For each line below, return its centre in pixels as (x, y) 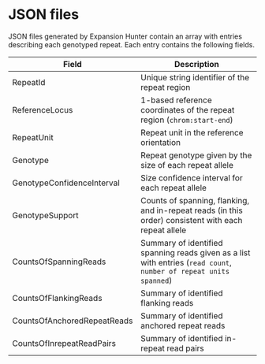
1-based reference (177, 100)
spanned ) (157, 280)
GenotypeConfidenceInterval (66, 183)
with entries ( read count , (187, 262)
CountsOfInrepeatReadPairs (64, 343)
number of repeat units (185, 271)
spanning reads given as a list (196, 252)
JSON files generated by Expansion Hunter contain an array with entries (125, 36)
